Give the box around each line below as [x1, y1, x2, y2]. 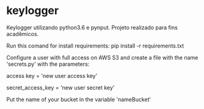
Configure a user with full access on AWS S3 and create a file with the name [6, 54, 199, 61]
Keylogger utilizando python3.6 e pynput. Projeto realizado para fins [6, 24, 178, 31]
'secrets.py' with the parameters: [6, 60, 90, 68]
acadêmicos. [6, 30, 39, 37]
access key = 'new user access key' [6, 72, 98, 79]
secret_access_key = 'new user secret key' [6, 83, 115, 91]
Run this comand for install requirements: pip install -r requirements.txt [6, 42, 184, 49]
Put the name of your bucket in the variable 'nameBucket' [6, 96, 151, 103]
